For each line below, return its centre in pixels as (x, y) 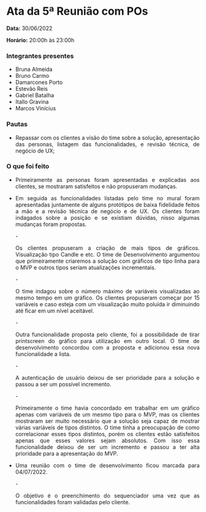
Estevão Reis (31, 89)
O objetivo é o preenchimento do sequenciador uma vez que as (107, 495)
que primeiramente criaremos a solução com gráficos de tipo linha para (107, 261)
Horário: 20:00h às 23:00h (40, 40)
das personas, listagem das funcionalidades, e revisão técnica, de (107, 144)
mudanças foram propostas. (51, 224)
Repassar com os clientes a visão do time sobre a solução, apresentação (107, 137)
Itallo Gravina (32, 102)
